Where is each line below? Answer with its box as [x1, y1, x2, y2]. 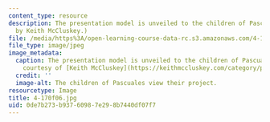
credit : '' [15, 71, 52, 79]
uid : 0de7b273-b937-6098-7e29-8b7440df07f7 [8, 101, 157, 109]
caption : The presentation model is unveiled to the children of [15, 57, 239, 65]
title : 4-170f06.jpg [8, 94, 78, 102]
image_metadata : [8, 49, 63, 57]
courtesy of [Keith [22, 64, 88, 72]
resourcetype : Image [8, 86, 78, 95]
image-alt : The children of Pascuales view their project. [15, 79, 218, 87]
